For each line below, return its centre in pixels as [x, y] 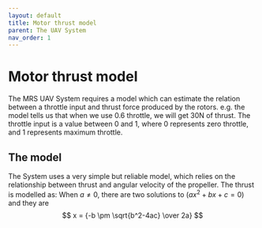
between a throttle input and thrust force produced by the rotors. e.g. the [127, 107]
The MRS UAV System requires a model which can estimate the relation [124, 99]
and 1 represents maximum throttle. [65, 132]
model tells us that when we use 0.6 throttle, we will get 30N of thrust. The [129, 116]
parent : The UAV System [47, 30]
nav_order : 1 [30, 38]
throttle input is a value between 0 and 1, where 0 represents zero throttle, [128, 124]
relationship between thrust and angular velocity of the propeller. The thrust [131, 184]
